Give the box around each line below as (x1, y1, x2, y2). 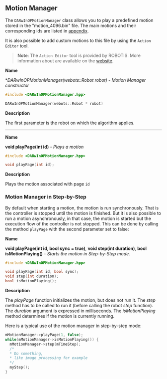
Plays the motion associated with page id (5, 181, 90, 187)
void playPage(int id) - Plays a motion (5, 144, 84, 150)
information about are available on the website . (17, 57, 114, 64)
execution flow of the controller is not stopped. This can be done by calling (5, 220, 159, 226)
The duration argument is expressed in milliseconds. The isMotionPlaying (5, 308, 156, 314)
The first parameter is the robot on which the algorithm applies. (5, 120, 135, 126)
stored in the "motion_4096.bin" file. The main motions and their (5, 22, 137, 28)
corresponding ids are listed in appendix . (5, 27, 89, 34)
